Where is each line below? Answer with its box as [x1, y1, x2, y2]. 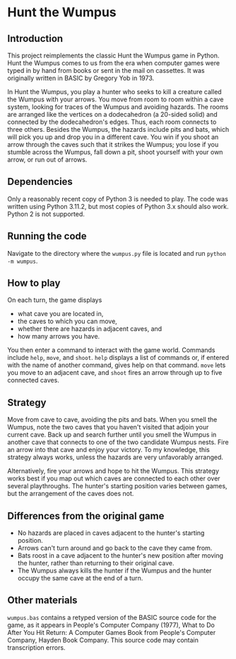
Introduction [7, 33, 64, 45]
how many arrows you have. [17, 332, 100, 341]
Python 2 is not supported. [7, 210, 85, 218]
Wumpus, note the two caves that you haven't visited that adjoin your [7, 423, 209, 432]
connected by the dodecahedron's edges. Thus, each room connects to [7, 118, 217, 126]
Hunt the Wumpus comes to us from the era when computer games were [7, 59, 220, 67]
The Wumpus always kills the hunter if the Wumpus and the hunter [17, 566, 212, 575]
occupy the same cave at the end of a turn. [17, 574, 143, 582]
